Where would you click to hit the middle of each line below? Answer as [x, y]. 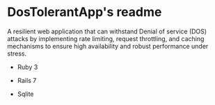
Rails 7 [27, 80]
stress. [17, 54]
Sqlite [25, 94]
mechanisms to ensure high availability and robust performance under [108, 46]
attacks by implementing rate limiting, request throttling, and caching [106, 38]
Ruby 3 [27, 67]
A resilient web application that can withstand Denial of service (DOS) [107, 31]
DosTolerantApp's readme [85, 12]
